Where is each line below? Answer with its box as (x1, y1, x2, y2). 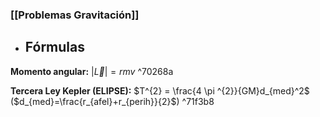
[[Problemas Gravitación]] (10, 8, 140, 22)
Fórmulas (24, 39, 85, 56)
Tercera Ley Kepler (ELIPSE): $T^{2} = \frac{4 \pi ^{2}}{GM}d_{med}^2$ (10, 84, 310, 97)
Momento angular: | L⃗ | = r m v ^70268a (10, 65, 174, 77)
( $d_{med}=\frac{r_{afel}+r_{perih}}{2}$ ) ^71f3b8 (10, 95, 215, 107)
